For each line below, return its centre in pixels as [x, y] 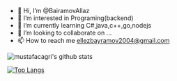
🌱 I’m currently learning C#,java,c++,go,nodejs [84, 25]
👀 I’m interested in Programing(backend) [75, 18]
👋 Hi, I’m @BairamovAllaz [53, 11]
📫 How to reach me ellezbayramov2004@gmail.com [93, 40]
